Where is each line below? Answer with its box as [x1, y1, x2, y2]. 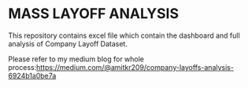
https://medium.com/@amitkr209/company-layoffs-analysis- [35, 62, 235, 71]
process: [8, 62, 37, 71]
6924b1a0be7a [8, 71, 57, 80]
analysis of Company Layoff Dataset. [8, 38, 128, 48]
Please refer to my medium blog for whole [8, 54, 144, 64]
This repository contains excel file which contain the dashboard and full [8, 31, 240, 40]
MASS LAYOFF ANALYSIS [8, 5, 180, 23]
